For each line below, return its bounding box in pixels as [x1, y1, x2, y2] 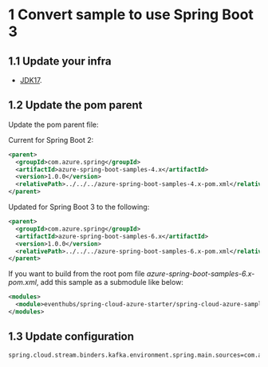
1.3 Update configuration [8, 330, 134, 344]
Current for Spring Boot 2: [8, 135, 94, 144]
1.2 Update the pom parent [8, 98, 143, 112]
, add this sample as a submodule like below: [36, 278, 183, 287]
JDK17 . [19, 76, 42, 85]
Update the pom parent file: [8, 120, 99, 129]
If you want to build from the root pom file [8, 269, 145, 278]
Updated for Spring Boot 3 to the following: [8, 202, 150, 212]
